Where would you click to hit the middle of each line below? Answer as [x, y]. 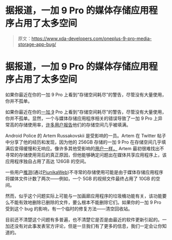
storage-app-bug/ [37, 44]
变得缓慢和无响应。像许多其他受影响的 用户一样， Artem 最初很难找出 [87, 148]
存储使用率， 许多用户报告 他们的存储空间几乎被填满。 [75, 125]
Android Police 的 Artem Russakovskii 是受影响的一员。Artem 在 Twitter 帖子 [86, 135]
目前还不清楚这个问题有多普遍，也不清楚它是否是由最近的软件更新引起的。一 [86, 219]
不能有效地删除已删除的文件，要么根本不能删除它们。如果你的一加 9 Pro [85, 202]
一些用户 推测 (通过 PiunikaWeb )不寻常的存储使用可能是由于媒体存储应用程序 [84, 172]
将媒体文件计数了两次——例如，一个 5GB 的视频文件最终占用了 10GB [78, 178]
